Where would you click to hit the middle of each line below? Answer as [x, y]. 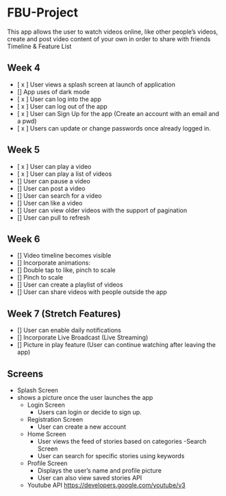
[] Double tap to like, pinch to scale [66, 270]
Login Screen [46, 405]
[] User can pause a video [53, 181]
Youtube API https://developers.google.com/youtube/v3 [106, 485]
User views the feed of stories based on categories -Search [122, 441]
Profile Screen [47, 463]
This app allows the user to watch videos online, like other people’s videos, [113, 32]
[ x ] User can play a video [54, 166]
